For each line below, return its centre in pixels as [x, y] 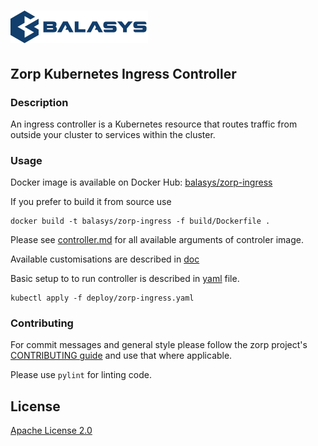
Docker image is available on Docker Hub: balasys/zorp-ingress [141, 182]
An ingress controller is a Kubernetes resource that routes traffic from [154, 124]
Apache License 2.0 [51, 431]
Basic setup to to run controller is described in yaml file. [125, 279]
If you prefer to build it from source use [91, 202]
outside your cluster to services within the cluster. [113, 134]
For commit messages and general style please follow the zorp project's [159, 345]
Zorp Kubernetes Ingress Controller [123, 73]
